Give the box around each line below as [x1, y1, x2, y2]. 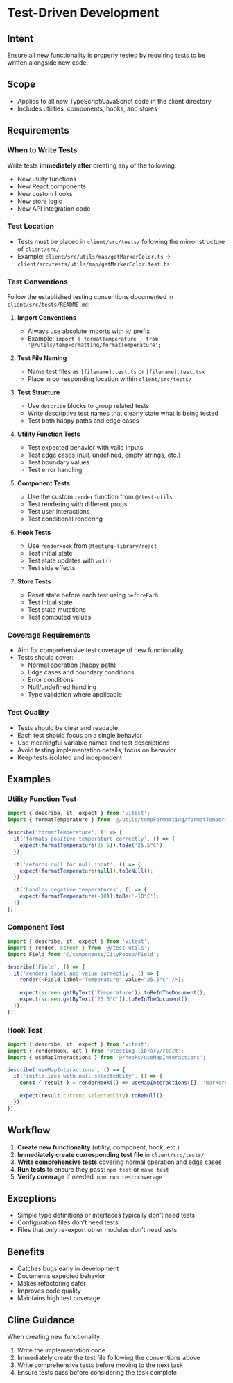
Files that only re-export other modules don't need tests [17, 1226, 178, 1234]
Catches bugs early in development [17, 1264, 119, 1273]
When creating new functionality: [7, 1332, 102, 1341]
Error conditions [27, 676, 74, 684]
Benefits [7, 1246, 45, 1258]
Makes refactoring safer [17, 1279, 87, 1288]
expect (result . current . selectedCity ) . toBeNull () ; [19, 1092, 166, 1099]
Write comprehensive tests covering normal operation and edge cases [17, 1158, 222, 1166]
